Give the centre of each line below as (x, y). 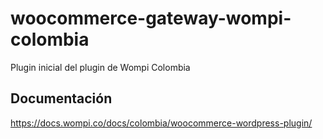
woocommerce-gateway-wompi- (151, 18)
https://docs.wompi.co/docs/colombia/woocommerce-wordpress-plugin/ (161, 123)
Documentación (61, 98)
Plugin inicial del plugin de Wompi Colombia (100, 67)
